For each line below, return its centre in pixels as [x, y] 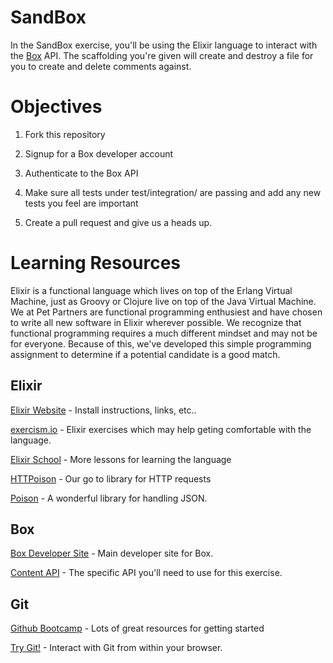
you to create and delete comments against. [101, 66]
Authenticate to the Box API [81, 173]
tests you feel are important [81, 203]
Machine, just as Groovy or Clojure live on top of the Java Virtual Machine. [163, 301]
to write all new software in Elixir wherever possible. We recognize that [156, 322]
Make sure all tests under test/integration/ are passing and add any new [173, 192]
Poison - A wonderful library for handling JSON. [109, 498]
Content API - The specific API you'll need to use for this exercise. [146, 573]
